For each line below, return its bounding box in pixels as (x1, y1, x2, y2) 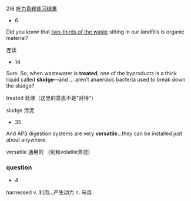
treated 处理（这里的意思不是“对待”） (6, 95, 97, 101)
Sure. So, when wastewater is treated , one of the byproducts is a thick (6, 70, 177, 76)
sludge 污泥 (6, 107, 35, 113)
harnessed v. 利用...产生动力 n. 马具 (6, 189, 92, 196)
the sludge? (6, 82, 35, 89)
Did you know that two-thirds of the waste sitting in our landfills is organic (6, 28, 185, 35)
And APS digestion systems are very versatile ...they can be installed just (6, 130, 182, 137)
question (6, 163, 32, 172)
